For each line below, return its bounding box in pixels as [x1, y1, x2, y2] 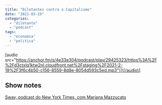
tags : [5, 30, 16, 34]
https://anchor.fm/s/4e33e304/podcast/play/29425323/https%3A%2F [16, 57, 157, 63]
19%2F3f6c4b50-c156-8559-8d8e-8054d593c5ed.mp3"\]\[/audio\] [5, 67, 141, 73]
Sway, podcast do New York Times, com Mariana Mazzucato [5, 94, 127, 100]
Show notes [5, 81, 42, 90]
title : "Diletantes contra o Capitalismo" [5, 7, 92, 12]
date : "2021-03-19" [5, 12, 44, 16]
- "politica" [9, 39, 36, 44]
